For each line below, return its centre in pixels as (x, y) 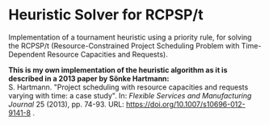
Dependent (27, 54)
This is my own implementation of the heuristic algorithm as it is (118, 69)
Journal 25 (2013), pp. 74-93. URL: (67, 104)
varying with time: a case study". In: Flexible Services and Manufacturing (130, 95)
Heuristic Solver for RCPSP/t (106, 15)
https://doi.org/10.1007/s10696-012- (186, 104)
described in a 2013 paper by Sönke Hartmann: (89, 78)
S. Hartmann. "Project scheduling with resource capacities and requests (128, 87)
